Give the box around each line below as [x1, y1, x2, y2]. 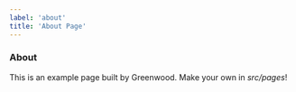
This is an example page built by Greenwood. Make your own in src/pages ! [9, 71, 288, 82]
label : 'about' [9, 13, 67, 23]
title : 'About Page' [9, 22, 88, 31]
